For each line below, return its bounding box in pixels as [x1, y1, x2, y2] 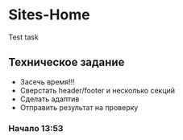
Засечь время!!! [19, 76, 75, 86]
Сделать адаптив [19, 94, 80, 104]
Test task [8, 32, 39, 42]
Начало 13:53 [8, 122, 64, 134]
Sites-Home [8, 6, 90, 24]
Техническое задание [8, 56, 125, 69]
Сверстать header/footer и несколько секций [19, 85, 176, 95]
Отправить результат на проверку [19, 102, 139, 112]
